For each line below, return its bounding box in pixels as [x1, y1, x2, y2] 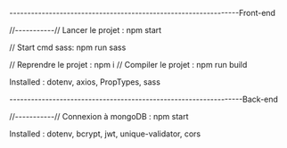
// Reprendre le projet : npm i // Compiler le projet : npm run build [9, 60, 248, 70]
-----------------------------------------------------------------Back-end [9, 94, 279, 104]
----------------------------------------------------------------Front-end [9, 8, 276, 18]
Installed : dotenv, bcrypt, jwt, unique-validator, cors [9, 128, 201, 139]
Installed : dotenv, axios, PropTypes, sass [9, 77, 160, 87]
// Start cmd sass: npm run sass [9, 42, 127, 53]
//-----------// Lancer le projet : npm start [9, 25, 162, 35]
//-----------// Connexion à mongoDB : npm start [9, 111, 189, 121]
